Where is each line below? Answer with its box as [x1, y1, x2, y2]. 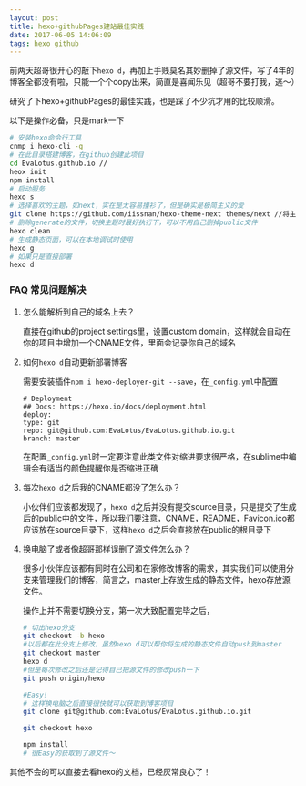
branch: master [22, 434, 81, 443]
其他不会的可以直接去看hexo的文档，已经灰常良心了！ [9, 766, 211, 777]
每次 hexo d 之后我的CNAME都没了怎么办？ [22, 481, 181, 492]
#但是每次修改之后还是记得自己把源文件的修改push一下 [22, 665, 200, 675]
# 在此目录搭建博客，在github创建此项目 [9, 150, 144, 160]
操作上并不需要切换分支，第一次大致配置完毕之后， [22, 605, 215, 615]
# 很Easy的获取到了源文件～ [22, 749, 116, 758]
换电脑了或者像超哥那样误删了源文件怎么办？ [22, 543, 191, 554]
